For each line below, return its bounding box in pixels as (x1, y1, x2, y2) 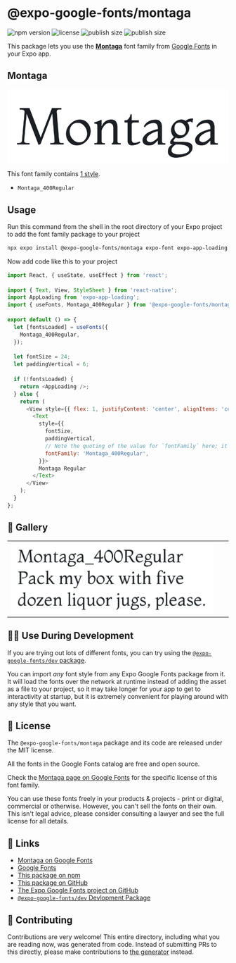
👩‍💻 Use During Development (7, 630, 134, 642)
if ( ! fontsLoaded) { (13, 375, 74, 383)
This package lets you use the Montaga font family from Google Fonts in (7, 42, 218, 50)
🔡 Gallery (7, 521, 48, 533)
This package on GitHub (17, 878, 88, 887)
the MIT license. (7, 746, 54, 754)
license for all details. (7, 817, 69, 826)
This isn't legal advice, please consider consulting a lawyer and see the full (7, 809, 225, 818)
